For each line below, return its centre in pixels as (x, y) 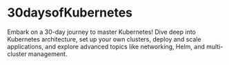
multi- (215, 46)
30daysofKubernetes (70, 13)
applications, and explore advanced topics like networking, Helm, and (106, 46)
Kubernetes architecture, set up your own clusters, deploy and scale (104, 39)
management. (48, 54)
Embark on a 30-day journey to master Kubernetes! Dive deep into (102, 32)
